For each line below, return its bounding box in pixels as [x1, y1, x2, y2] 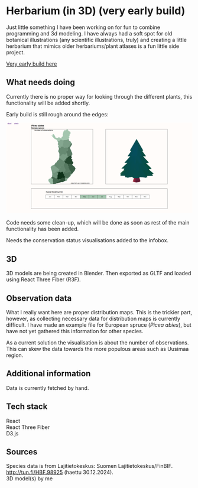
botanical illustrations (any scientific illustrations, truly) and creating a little [6, 36, 187, 43]
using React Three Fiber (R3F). [6, 276, 81, 283]
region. [6, 352, 24, 359]
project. [6, 48, 25, 56]
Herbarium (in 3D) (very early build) [6, 4, 186, 18]
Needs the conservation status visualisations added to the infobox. [6, 237, 169, 244]
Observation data [6, 293, 72, 303]
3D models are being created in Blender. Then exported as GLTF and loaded [6, 270, 191, 277]
